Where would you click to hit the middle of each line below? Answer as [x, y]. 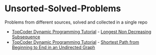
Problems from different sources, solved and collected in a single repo [76, 22]
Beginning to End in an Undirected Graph [53, 47]
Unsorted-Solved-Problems [63, 9]
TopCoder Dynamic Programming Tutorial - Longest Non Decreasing [81, 31]
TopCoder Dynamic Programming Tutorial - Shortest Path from [75, 42]
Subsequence [26, 37]
